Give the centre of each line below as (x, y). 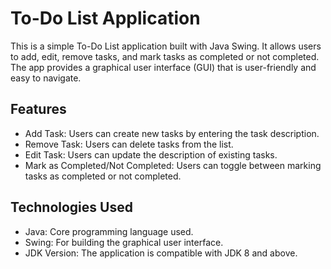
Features (38, 109)
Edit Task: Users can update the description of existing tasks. (151, 154)
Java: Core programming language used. (109, 231)
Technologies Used (71, 207)
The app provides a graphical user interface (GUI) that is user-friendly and (163, 67)
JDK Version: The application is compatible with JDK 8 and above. (161, 253)
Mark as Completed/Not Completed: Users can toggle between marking (173, 165)
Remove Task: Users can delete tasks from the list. (129, 144)
